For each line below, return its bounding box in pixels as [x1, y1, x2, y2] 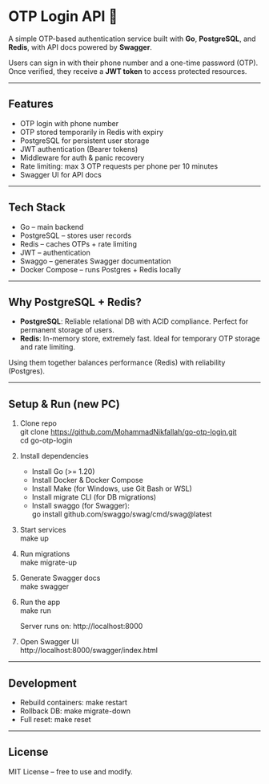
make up [19, 533, 50, 543]
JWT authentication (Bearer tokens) [19, 144, 139, 153]
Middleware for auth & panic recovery [19, 153, 145, 162]
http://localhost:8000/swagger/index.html [19, 646, 159, 655]
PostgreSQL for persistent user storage [19, 136, 150, 145]
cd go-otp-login [19, 435, 73, 445]
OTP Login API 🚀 [8, 7, 118, 26]
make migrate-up [19, 557, 78, 567]
